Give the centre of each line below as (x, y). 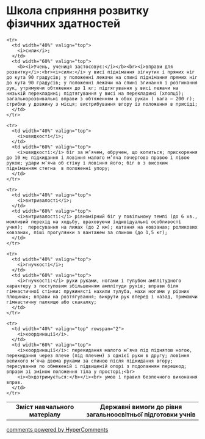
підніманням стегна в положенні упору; (59, 168)
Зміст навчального (45, 407)
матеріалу (45, 415)
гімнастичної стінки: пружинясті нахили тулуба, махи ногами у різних (98, 291)
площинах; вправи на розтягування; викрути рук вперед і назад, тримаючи (102, 297)
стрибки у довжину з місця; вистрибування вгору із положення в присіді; (102, 104)
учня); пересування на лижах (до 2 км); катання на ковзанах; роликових (102, 227)
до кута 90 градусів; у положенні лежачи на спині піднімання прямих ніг (102, 77)
